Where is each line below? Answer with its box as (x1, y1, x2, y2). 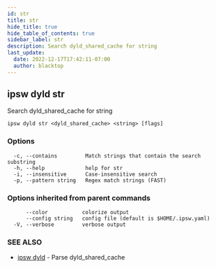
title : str (7, 17, 39, 24)
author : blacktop (13, 62, 64, 69)
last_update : (7, 50, 45, 57)
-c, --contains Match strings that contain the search (13, 152, 201, 160)
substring (7, 158, 36, 165)
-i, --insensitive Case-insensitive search (13, 171, 157, 178)
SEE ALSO (7, 237, 43, 247)
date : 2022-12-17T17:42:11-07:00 (13, 56, 111, 63)
